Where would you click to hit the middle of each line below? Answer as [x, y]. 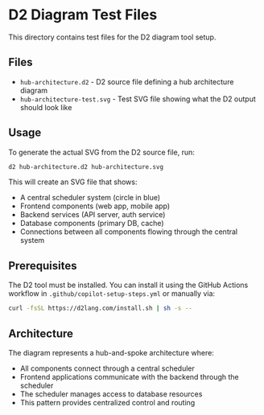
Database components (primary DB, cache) [92, 224]
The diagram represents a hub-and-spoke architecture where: [111, 352]
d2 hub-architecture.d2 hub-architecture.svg [86, 166]
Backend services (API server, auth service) [93, 215]
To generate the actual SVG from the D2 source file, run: [102, 152]
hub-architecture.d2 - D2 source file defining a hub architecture [127, 81]
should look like [46, 107]
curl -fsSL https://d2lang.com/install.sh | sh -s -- [101, 308]
